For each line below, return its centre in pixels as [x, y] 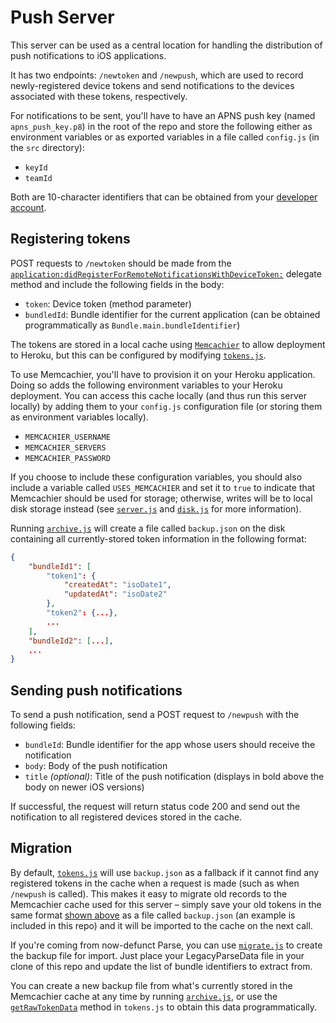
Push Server [62, 17]
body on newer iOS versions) [84, 787]
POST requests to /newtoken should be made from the [121, 263]
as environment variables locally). [80, 417]
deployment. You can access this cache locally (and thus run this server [158, 395]
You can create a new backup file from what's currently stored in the [151, 985]
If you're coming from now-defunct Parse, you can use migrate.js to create [166, 945]
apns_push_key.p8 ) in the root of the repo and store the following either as [161, 126]
